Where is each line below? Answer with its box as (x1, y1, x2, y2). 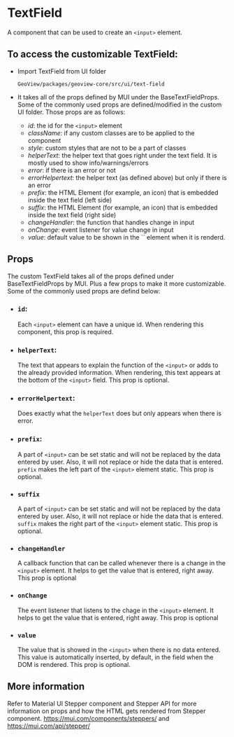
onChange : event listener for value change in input (27, 226, 174, 234)
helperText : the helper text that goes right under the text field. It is (27, 151, 218, 159)
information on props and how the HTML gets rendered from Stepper (7, 706, 206, 715)
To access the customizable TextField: (7, 48, 178, 60)
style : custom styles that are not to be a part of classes (27, 144, 187, 152)
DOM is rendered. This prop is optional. (17, 660, 131, 668)
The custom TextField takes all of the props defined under (7, 272, 175, 280)
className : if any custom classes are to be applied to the (27, 128, 195, 137)
